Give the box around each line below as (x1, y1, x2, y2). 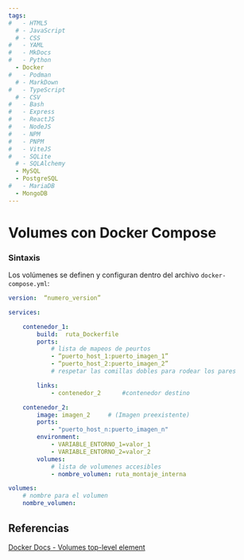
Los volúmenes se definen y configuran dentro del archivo (8, 270, 199, 280)
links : (37, 382, 59, 390)
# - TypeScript (8, 85, 66, 94)
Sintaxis (8, 252, 41, 263)
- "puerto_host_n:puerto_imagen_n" (50, 425, 169, 434)
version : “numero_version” (8, 294, 102, 303)
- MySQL (15, 167, 41, 175)
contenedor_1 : (22, 323, 69, 331)
